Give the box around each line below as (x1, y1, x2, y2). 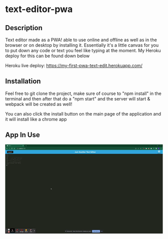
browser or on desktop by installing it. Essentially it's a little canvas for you (5, 42, 159, 48)
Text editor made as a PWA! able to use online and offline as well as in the (5, 37, 157, 43)
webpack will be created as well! (5, 101, 72, 107)
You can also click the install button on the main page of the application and (5, 110, 161, 116)
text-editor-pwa (5, 4, 73, 15)
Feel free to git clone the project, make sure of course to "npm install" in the (5, 90, 161, 96)
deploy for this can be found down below (5, 53, 90, 59)
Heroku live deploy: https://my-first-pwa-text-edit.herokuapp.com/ (5, 63, 142, 68)
